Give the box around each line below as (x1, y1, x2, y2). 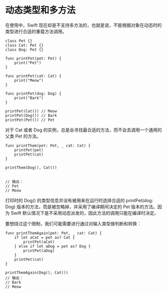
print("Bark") (14, 95, 44, 100)
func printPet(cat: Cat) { (5, 73, 62, 78)
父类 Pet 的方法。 (5, 133, 41, 139)
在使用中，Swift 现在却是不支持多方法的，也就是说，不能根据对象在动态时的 (5, 22, 162, 28)
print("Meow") (14, 78, 44, 83)
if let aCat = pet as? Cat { (14, 235, 75, 240)
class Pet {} (5, 38, 33, 43)
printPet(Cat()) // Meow (5, 108, 57, 113)
